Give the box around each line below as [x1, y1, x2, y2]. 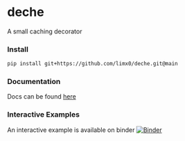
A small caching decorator [7, 27, 82, 35]
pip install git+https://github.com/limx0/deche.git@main [7, 60, 178, 67]
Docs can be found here [7, 92, 76, 101]
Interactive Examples [7, 110, 80, 119]
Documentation [7, 77, 61, 87]
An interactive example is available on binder [7, 126, 135, 134]
